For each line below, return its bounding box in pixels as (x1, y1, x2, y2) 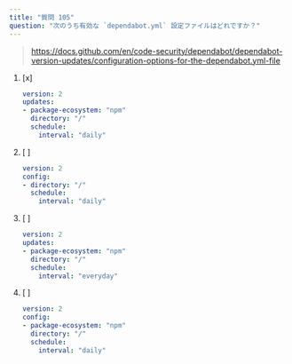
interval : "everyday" (38, 272, 118, 281)
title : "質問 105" (9, 12, 75, 22)
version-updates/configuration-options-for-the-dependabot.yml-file (30, 55, 281, 66)
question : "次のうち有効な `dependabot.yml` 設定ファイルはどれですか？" (9, 21, 261, 30)
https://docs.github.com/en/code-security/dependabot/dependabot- (30, 45, 283, 56)
